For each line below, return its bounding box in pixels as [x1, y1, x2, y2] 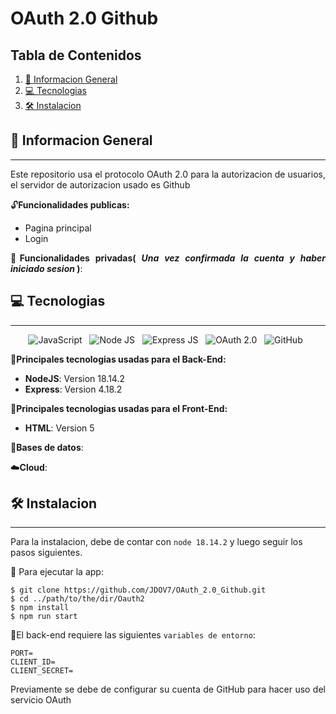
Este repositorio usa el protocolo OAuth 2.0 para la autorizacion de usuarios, [10, 168, 326, 180]
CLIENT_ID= [10, 657, 56, 667]
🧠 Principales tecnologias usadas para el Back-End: [10, 353, 227, 365]
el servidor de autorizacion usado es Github [10, 178, 191, 191]
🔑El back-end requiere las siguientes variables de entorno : [10, 629, 256, 641]
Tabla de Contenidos [10, 47, 142, 64]
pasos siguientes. [10, 547, 83, 559]
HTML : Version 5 [24, 422, 95, 434]
